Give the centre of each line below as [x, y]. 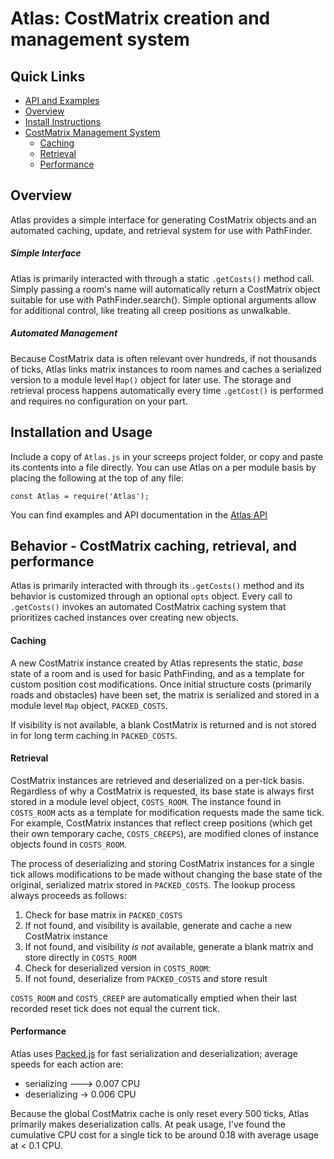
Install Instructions [63, 121]
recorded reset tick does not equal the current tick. [115, 1008]
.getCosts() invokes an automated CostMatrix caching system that [148, 607]
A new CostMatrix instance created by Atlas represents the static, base [157, 663]
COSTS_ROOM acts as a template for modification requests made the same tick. [167, 812]
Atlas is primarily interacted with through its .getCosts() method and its [157, 586]
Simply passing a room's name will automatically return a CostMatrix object [165, 289]
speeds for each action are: [67, 1064]
